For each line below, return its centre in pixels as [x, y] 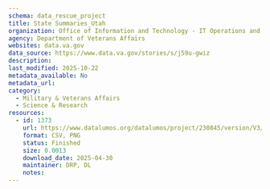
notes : [34, 173]
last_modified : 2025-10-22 [53, 68]
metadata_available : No [48, 76]
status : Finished [52, 143]
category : [25, 90]
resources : [27, 113]
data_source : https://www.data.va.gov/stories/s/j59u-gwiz [109, 53]
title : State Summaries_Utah [57, 23]
